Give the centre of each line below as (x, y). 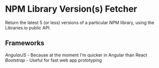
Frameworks (25, 43)
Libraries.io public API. (28, 27)
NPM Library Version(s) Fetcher (71, 9)
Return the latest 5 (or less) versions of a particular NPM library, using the (80, 23)
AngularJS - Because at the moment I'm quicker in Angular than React (76, 55)
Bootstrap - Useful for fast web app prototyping (54, 60)
